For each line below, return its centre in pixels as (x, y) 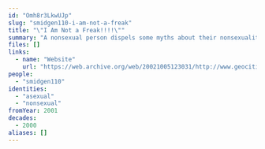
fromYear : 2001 (33, 111)
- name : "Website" (46, 60)
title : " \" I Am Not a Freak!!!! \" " (67, 30)
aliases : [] (28, 132)
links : (19, 52)
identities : (28, 89)
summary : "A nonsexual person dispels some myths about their (112, 37)
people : (21, 74)
